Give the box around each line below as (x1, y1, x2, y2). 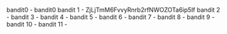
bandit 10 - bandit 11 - (6, 20, 68, 28)
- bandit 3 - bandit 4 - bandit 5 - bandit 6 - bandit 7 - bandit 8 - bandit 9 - (6, 13, 215, 21)
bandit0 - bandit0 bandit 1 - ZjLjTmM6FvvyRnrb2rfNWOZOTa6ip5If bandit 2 (6, 6, 221, 14)
